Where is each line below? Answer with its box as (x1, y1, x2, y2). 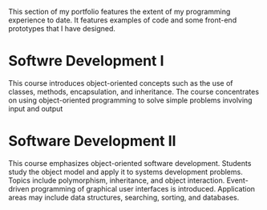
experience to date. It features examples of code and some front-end (8, 15, 237, 25)
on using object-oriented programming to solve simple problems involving (8, 95, 253, 105)
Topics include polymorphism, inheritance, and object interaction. (8, 176, 225, 185)
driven (8, 184, 30, 193)
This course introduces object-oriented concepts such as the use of (8, 78, 234, 87)
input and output (8, 103, 63, 113)
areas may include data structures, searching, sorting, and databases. (8, 192, 240, 202)
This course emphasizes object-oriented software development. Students (8, 158, 252, 168)
